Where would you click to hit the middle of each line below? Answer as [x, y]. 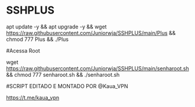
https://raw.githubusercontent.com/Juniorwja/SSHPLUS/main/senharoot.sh [97, 68]
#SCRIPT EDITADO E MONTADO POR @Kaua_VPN [67, 86]
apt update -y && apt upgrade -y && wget [56, 27]
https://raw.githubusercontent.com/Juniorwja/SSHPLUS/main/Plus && [91, 33]
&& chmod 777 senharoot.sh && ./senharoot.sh [63, 74]
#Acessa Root [23, 50]
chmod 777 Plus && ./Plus [38, 39]
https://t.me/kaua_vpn [33, 98]
